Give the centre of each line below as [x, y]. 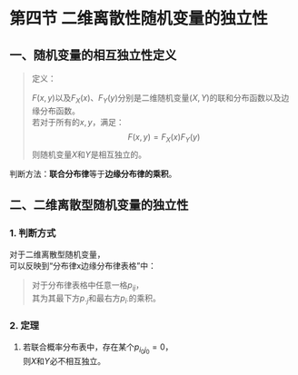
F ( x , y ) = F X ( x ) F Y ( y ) [164, 138]
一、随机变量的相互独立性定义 [93, 55]
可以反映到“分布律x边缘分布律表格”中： [83, 266]
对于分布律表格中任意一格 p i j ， [88, 286]
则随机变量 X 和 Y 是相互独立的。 [89, 154]
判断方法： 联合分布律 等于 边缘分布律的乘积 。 [93, 173]
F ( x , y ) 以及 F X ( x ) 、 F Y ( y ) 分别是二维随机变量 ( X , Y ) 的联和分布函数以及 [156, 99]
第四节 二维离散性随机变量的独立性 [139, 19]
